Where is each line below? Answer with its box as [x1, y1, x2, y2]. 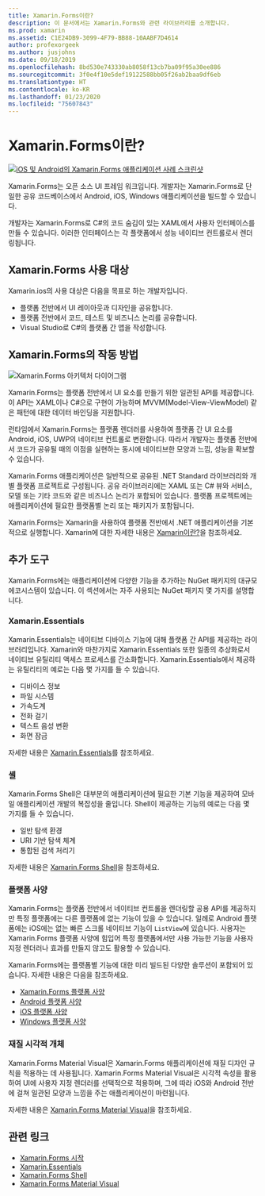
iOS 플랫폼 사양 [19, 1007, 68, 1017]
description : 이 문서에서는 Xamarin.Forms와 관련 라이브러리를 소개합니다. [8, 19, 230, 27]
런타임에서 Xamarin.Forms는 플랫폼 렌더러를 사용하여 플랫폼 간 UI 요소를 [8, 424, 233, 433]
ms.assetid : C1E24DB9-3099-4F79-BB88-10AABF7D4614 [8, 33, 179, 42]
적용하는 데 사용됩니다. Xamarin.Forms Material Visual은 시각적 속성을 [22, 1068, 243, 1078]
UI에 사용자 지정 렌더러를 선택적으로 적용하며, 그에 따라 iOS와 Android [22, 1078, 240, 1087]
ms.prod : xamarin [8, 26, 66, 34]
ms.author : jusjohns [8, 48, 77, 56]
